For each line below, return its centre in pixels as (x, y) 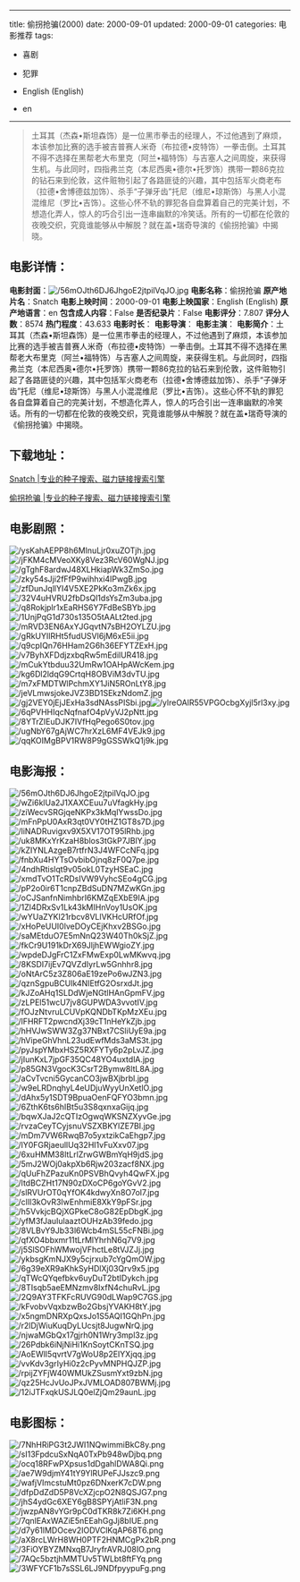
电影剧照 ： (39, 529)
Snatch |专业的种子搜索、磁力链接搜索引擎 (87, 479)
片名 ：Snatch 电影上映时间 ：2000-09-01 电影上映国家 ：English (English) (144, 302)
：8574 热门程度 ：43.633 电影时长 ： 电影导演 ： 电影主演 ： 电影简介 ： (147, 324)
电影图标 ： (39, 1422)
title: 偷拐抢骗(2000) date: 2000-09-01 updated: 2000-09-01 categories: (143, 24)
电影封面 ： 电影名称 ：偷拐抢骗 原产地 (148, 290)
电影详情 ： (39, 267)
